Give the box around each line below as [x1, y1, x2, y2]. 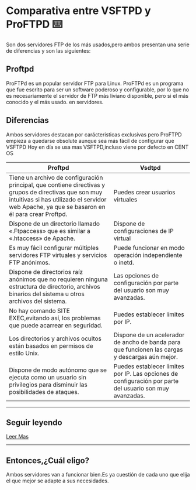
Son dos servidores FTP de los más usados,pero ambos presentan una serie [6, 41, 190, 48]
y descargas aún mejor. [113, 352, 178, 361]
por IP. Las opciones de [113, 369, 178, 378]
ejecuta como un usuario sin [9, 373, 86, 381]
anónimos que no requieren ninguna [9, 275, 108, 283]
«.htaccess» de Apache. [9, 234, 76, 242]
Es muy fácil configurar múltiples [9, 244, 99, 252]
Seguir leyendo [6, 417, 62, 427]
